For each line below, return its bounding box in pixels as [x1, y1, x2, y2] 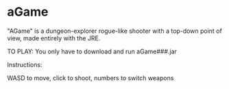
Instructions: [7, 60, 43, 68]
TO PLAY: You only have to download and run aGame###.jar [7, 47, 177, 55]
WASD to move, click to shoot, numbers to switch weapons [7, 73, 174, 82]
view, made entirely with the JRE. [7, 34, 101, 42]
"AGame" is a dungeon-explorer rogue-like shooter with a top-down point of [7, 27, 223, 35]
